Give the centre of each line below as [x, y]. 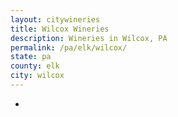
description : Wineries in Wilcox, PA [89, 38]
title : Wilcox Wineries [60, 29]
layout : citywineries [55, 19]
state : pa [31, 57]
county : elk [35, 66]
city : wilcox [37, 76]
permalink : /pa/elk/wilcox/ [69, 47]
